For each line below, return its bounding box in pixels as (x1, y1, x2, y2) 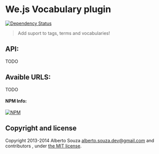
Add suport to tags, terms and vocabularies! (17, 30, 110, 36)
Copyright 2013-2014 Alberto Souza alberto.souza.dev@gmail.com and (5, 137, 154, 143)
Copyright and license (5, 124, 77, 133)
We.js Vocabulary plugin (5, 4, 111, 15)
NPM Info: (5, 98, 27, 104)
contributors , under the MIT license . (5, 143, 82, 149)
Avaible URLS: (5, 73, 51, 82)
